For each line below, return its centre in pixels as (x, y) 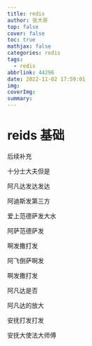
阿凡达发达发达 (29, 186)
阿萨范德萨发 (25, 231)
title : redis (26, 14)
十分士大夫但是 (29, 171)
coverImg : (22, 92)
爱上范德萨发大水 (32, 215)
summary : (20, 99)
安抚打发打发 (25, 320)
